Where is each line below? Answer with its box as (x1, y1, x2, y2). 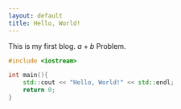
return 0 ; (23, 86, 56, 95)
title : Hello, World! (8, 19, 81, 27)
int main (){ (8, 71, 48, 79)
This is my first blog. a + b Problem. (8, 41, 126, 50)
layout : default (8, 11, 63, 20)
